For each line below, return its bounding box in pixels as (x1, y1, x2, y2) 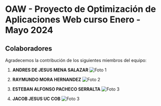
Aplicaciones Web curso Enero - (5, 14, 141, 25)
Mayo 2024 (5, 25, 54, 36)
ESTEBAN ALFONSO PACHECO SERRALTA (12, 86, 101, 92)
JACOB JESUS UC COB (12, 96, 61, 102)
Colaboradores (5, 44, 53, 53)
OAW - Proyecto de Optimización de (5, 3, 156, 15)
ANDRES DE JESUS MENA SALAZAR (12, 67, 89, 73)
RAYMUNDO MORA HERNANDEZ (12, 77, 82, 82)
